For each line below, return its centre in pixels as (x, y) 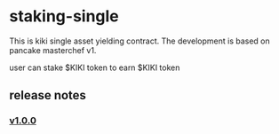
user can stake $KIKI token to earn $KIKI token (95, 67)
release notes (48, 95)
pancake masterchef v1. (53, 50)
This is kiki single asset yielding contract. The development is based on (139, 41)
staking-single (64, 16)
